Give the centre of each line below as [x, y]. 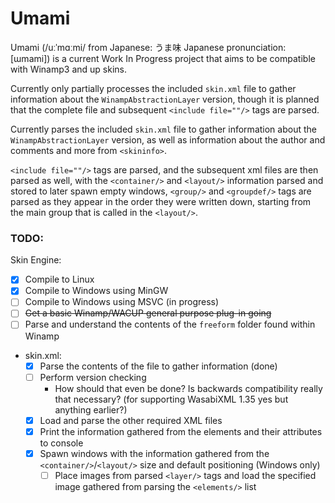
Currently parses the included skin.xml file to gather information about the [163, 129]
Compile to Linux [59, 279]
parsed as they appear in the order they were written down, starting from [161, 201]
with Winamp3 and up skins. [68, 69]
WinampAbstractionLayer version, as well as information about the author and [168, 139]
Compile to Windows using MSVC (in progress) [122, 302]
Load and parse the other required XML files [131, 420]
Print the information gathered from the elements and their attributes [181, 431]
